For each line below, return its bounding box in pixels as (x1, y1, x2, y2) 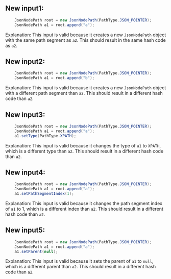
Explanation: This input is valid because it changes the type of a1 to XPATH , (5, 142, 161, 148)
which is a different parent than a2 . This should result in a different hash (5, 264, 156, 270)
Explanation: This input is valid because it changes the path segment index (5, 200, 162, 206)
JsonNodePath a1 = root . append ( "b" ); (14, 75, 95, 81)
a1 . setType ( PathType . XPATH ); (14, 133, 77, 138)
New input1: (5, 4, 44, 13)
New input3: (5, 110, 45, 119)
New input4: (5, 168, 45, 176)
